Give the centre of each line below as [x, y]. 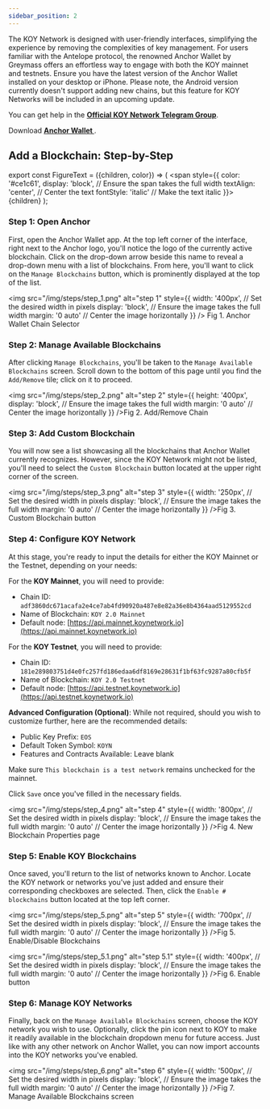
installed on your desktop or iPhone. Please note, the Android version [123, 82]
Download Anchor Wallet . [52, 130]
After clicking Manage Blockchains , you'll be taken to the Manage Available [131, 363]
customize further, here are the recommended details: [98, 721]
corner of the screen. [44, 477]
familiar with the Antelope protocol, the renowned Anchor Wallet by [120, 56]
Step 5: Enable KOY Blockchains [73, 856]
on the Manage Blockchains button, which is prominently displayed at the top [134, 274]
